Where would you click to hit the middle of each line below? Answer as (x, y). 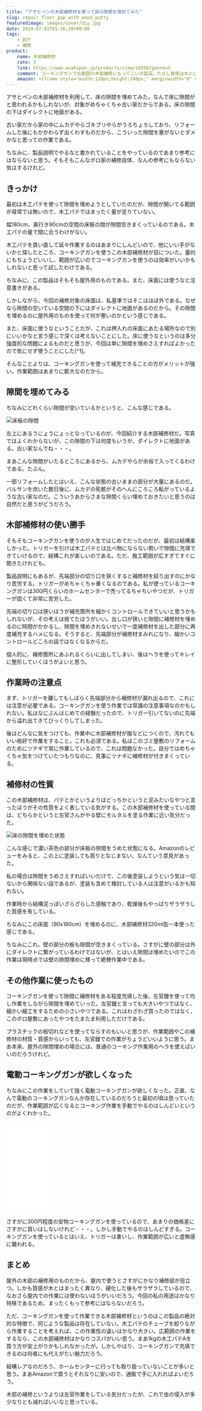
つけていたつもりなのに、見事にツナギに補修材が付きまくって (109, 756)
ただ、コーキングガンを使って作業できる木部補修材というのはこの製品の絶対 (101, 1316)
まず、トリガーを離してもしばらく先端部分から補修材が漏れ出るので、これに (101, 698)
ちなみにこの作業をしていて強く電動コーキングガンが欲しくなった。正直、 (98, 1090)
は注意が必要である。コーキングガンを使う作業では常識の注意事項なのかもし (101, 706)
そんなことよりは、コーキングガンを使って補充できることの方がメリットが (98, 363)
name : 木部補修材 (36, 57)
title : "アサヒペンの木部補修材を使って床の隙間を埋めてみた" (74, 12)
